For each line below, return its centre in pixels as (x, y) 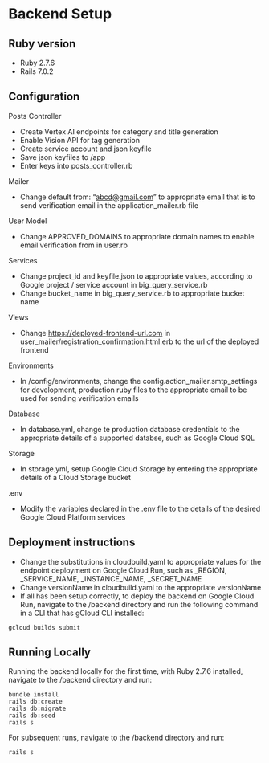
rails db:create (35, 702)
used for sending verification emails (79, 398)
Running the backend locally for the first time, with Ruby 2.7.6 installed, (126, 671)
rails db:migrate (37, 709)
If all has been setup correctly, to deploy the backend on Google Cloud (137, 596)
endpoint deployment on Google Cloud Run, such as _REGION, (123, 570)
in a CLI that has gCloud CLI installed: (82, 613)
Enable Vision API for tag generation (80, 140)
